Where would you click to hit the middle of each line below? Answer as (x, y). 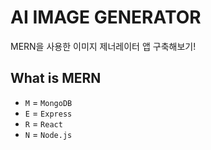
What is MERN (56, 78)
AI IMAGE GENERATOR (106, 17)
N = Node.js (48, 134)
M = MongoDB (48, 102)
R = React (43, 123)
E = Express (48, 113)
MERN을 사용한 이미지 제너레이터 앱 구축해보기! (103, 46)
